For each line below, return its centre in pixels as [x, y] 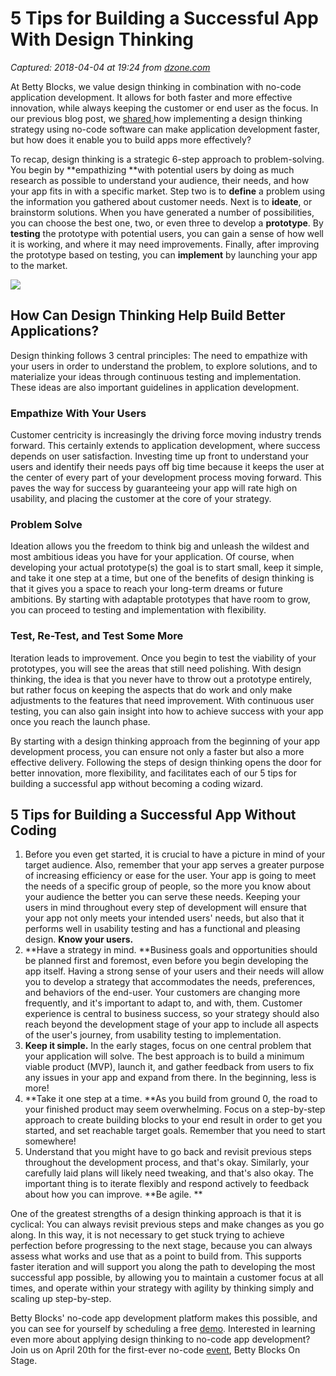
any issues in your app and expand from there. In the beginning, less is [170, 1078]
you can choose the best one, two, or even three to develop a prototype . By [167, 223]
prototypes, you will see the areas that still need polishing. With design [156, 668]
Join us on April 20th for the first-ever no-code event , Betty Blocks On [155, 1350]
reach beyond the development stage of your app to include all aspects [171, 1024]
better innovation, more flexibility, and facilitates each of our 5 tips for [153, 773]
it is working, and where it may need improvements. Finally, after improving [165, 244]
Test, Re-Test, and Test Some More [97, 636]
